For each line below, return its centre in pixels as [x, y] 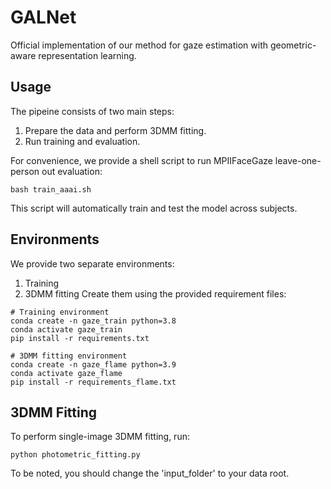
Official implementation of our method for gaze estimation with [139, 45]
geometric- [293, 45]
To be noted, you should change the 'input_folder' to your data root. [150, 473]
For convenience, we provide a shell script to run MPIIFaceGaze [141, 160]
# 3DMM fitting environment [69, 356]
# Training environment [60, 312]
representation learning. [87, 55]
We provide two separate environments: [92, 263]
